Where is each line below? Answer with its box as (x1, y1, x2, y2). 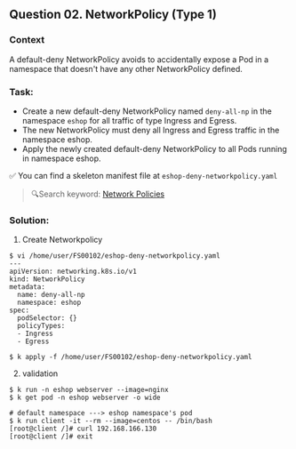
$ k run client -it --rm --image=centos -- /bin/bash (9, 417, 213, 426)
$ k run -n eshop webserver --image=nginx (9, 386, 169, 395)
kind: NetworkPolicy (9, 275, 86, 284)
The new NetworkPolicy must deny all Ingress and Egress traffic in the (21, 124, 280, 135)
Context (9, 34, 45, 46)
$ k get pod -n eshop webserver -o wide (9, 393, 162, 403)
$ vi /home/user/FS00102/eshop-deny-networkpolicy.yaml (9, 252, 220, 261)
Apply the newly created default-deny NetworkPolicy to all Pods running (21, 143, 287, 154)
